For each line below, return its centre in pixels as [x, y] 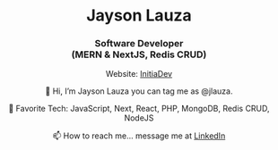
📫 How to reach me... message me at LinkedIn [139, 136]
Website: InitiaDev [139, 74]
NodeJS [139, 118]
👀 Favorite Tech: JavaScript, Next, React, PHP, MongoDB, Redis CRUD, [139, 109]
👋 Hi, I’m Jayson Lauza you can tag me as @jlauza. [139, 91]
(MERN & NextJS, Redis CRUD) [139, 54]
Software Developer [139, 44]
